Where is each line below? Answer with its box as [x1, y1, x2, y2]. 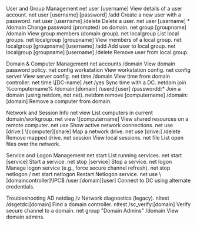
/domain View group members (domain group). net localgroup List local [6, 30, 179, 37]
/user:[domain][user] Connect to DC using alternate [65, 177, 191, 184]
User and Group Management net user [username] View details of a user [6, 5, 183, 12]
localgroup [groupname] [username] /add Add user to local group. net [6, 42, 176, 49]
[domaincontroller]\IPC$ [6, 177, 65, 184]
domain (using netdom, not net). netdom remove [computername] [6, 91, 166, 98]
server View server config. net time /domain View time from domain [6, 73, 171, 80]
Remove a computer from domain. [29, 98, 112, 105]
